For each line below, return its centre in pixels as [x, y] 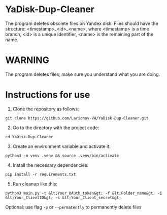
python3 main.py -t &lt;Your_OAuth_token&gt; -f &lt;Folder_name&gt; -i [84, 193]
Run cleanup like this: [35, 183]
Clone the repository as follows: [46, 109]
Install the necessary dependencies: [51, 165]
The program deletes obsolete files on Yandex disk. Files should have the [82, 23]
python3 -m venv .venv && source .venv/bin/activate [62, 156]
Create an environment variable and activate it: [61, 146]
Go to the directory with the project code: [56, 128]
